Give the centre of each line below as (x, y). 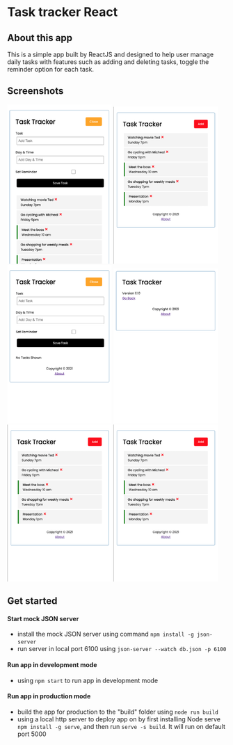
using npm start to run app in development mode (88, 680)
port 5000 (32, 734)
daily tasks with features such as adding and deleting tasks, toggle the (108, 62)
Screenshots (35, 91)
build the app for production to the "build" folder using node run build (118, 712)
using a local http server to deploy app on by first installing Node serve (119, 719)
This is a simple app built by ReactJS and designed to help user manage (111, 54)
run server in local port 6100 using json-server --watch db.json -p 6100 (122, 649)
